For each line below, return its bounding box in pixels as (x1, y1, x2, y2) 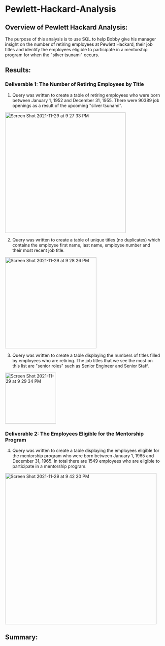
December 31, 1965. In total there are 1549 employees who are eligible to (12, 458, 160, 464)
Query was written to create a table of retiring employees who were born (12, 92, 160, 98)
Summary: (5, 633, 38, 642)
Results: (5, 66, 31, 74)
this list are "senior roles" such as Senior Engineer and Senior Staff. (12, 363, 149, 369)
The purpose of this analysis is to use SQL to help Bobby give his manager (5, 36, 156, 42)
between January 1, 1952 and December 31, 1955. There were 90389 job (12, 97, 160, 103)
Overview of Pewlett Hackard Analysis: (5, 23, 128, 32)
